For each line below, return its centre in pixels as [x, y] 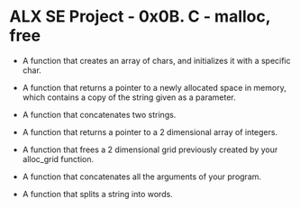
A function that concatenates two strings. [99, 114]
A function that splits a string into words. [97, 194]
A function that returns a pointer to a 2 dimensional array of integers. [150, 131]
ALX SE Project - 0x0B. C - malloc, [140, 17]
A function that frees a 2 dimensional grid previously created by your [150, 149]
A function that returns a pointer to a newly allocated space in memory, [154, 87]
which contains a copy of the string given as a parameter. [129, 97]
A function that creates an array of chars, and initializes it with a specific [156, 60]
